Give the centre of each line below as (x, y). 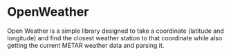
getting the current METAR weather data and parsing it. (86, 45)
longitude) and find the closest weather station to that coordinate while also (115, 38)
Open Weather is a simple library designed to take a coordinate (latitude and (116, 31)
